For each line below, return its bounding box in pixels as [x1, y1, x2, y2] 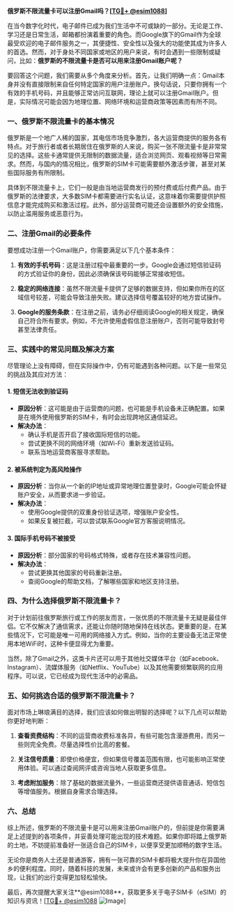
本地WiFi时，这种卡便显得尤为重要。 [13, 639, 118, 648]
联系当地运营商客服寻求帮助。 [27, 448, 114, 456]
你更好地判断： [7, 717, 50, 725]
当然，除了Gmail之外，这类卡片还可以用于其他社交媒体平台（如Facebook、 [7, 654, 223, 662]
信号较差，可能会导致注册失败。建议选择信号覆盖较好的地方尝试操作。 [23, 293, 225, 301]
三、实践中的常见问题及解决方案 [7, 344, 115, 354]
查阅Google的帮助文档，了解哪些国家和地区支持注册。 [27, 577, 183, 585]
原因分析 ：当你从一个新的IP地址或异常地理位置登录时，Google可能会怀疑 [17, 482, 227, 490]
